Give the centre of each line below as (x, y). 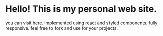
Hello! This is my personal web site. (81, 9)
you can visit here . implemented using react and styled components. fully (82, 23)
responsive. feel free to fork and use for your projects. (61, 28)
